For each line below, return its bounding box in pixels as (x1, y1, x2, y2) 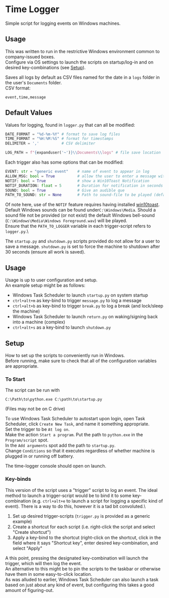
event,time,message (5, 94, 46, 99)
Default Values (5, 109, 53, 117)
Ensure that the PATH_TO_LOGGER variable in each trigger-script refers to (5, 223, 151, 229)
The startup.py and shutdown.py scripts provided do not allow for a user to (5, 238, 160, 244)
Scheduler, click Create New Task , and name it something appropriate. (5, 421, 150, 427)
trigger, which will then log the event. (5, 560, 82, 566)
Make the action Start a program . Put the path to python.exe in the (5, 432, 143, 438)
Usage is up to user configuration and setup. (5, 277, 98, 283)
